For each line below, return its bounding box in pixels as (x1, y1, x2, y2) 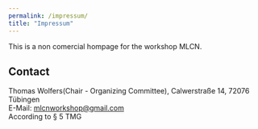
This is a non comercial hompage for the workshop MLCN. (8, 41, 202, 51)
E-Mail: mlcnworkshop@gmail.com (8, 103, 125, 113)
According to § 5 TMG (8, 112, 82, 122)
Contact (8, 64, 50, 78)
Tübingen (8, 94, 40, 105)
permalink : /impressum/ (8, 11, 89, 20)
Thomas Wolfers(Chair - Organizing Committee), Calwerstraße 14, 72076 (8, 86, 250, 96)
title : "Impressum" (8, 19, 74, 27)
